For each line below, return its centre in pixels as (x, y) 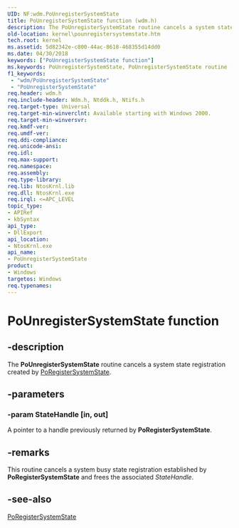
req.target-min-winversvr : (47, 120)
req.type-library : (34, 180)
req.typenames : (30, 286)
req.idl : (20, 153)
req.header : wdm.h (34, 93)
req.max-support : (33, 160)
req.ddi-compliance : (38, 140)
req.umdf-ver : (28, 133)
